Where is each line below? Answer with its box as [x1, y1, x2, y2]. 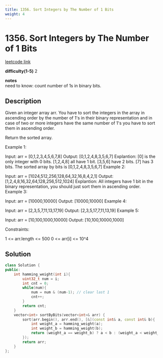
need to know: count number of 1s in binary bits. [5, 83, 101, 89]
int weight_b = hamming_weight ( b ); [31, 326, 103, 331]
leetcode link [5, 59, 31, 65]
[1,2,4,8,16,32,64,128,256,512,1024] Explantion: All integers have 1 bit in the [5, 178, 154, 185]
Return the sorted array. [5, 135, 53, 141]
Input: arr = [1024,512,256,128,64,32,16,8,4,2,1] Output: [5, 173, 114, 179]
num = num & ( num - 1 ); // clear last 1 [31, 290, 110, 295]
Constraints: [5, 226, 30, 232]
